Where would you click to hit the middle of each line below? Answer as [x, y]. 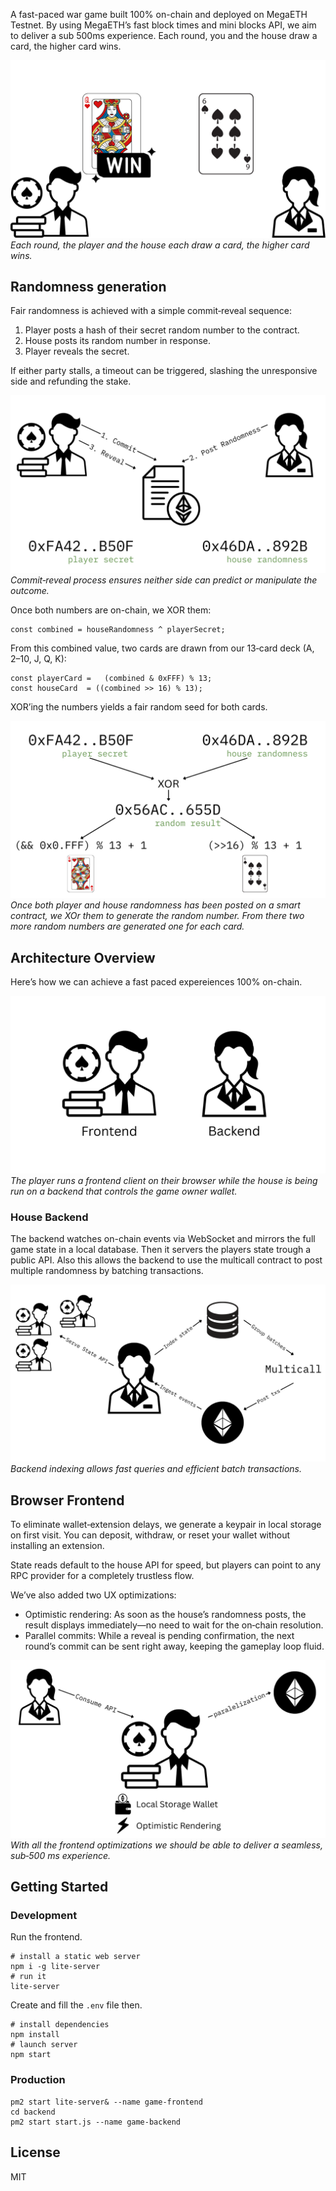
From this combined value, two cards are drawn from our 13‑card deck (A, [162, 648]
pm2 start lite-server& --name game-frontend [106, 2102]
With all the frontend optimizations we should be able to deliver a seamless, [166, 1845]
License [35, 2152]
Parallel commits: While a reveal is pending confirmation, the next [159, 1636]
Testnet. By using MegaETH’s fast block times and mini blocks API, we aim [163, 25]
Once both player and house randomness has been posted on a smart [155, 905]
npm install [35, 2035]
